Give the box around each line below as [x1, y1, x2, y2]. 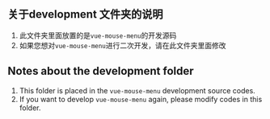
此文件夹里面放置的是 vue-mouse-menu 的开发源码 [19, 31, 177, 40]
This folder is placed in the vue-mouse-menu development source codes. [19, 85, 255, 95]
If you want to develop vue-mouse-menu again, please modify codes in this [19, 94, 263, 104]
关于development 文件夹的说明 [7, 7, 163, 22]
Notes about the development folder [7, 64, 195, 78]
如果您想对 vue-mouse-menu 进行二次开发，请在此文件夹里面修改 [19, 40, 227, 50]
